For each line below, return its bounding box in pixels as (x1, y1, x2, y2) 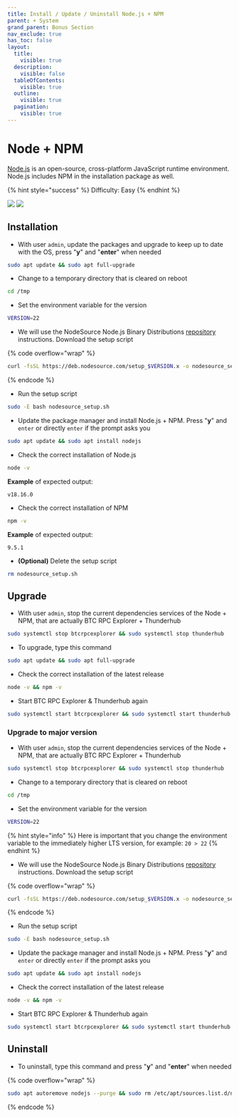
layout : (7, 44, 31, 51)
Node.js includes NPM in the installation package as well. (7, 172, 175, 180)
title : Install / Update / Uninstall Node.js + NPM (7, 10, 164, 18)
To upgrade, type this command (17, 643, 112, 652)
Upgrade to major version (7, 727, 97, 737)
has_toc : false (7, 37, 53, 44)
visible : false (20, 70, 65, 77)
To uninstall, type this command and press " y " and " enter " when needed (17, 1062, 232, 1071)
